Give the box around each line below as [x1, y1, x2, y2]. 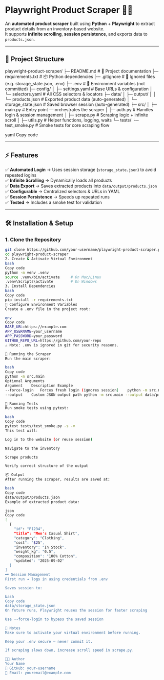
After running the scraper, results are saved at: [5, 477, 110, 482]
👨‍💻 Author [5, 656, 25, 662]
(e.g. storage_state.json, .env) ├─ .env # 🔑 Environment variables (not [5, 80, 145, 86]
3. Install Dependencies [5, 284, 56, 289]
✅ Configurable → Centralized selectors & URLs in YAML [5, 188, 121, 194]
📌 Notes [5, 626, 21, 631]
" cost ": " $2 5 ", [14, 540, 45, 545]
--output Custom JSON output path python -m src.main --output [5, 392, 143, 397]
